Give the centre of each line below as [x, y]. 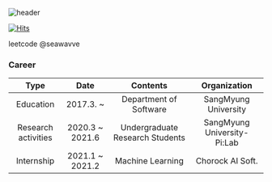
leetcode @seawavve [45, 44]
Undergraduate [149, 128]
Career [22, 65]
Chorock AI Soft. [227, 161]
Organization [227, 86]
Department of [149, 99]
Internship [35, 161]
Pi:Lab [227, 143]
